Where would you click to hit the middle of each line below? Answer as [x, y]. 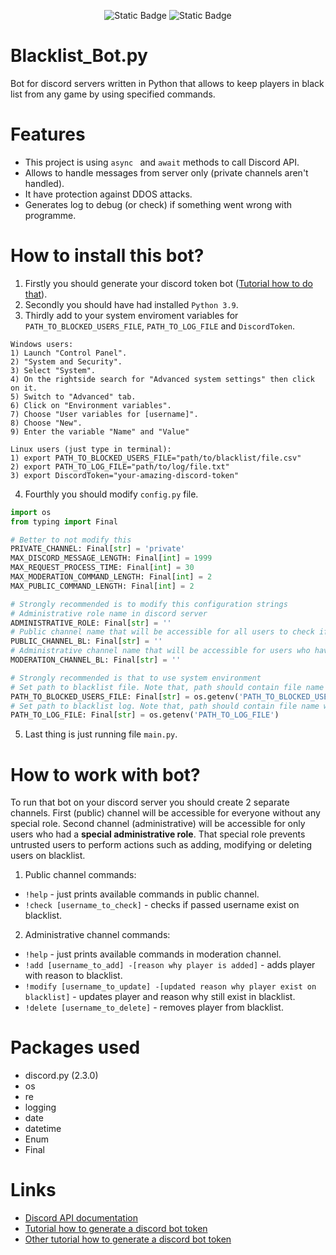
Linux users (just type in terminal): [91, 449]
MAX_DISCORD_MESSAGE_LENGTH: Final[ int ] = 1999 [111, 558]
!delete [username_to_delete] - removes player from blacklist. [154, 1007]
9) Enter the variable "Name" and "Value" [100, 431]
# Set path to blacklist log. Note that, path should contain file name [165, 706]
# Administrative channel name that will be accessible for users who [160, 651]
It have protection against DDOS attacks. [108, 194]
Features [48, 134]
